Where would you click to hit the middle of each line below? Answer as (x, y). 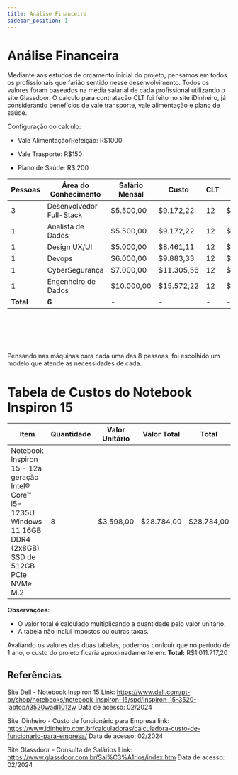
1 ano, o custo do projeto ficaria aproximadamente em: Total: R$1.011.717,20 (118, 653)
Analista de (66, 226)
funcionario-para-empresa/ (47, 736)
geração (25, 478)
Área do (76, 185)
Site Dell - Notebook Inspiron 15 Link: (61, 692)
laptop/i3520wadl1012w (42, 708)
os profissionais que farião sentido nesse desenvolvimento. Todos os (108, 83)
